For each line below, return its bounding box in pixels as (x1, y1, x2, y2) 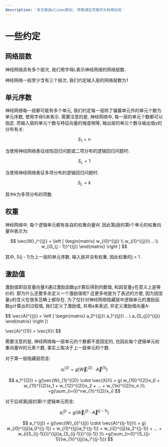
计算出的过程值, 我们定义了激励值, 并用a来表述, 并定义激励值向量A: (12, 303, 150, 309)
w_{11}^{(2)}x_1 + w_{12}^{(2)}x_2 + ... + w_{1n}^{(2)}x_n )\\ (23, 383, 145, 389)
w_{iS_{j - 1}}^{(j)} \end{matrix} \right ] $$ (41, 243, 128, 249)
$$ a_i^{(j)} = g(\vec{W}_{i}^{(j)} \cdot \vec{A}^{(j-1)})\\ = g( (22, 420, 146, 426)
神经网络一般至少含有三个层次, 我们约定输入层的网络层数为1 (5, 77, 128, 83)
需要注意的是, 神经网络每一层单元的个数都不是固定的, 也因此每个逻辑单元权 (5, 338, 159, 344)
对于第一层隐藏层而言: (5, 355, 51, 362)
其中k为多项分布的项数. (5, 191, 53, 197)
